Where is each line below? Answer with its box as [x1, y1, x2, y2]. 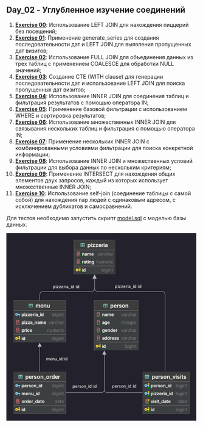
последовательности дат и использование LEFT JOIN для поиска [15, 79, 185, 87]
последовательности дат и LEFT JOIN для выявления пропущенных [15, 40, 191, 48]
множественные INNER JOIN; [15, 183, 92, 190]
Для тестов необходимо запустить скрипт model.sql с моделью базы [6, 214, 187, 221]
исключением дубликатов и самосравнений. [15, 203, 132, 210]
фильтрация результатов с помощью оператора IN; [15, 99, 149, 106]
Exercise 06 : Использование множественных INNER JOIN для [15, 118, 176, 126]
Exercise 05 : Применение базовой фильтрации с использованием [15, 105, 187, 112]
